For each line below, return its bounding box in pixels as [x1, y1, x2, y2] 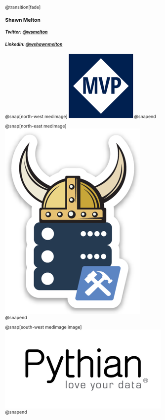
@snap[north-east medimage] [5, 123, 67, 129]
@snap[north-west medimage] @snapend [5, 114, 157, 120]
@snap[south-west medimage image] [5, 324, 82, 330]
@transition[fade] [5, 4, 41, 10]
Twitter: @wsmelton [5, 29, 48, 35]
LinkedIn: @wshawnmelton [5, 41, 63, 47]
